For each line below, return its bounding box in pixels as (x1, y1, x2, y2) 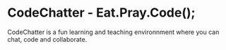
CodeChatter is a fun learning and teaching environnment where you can (7, 28, 220, 36)
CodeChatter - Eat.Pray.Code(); (7, 5, 196, 21)
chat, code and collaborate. (7, 35, 88, 43)
